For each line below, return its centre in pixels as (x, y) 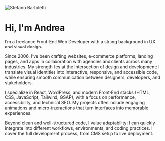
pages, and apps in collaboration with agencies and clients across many (79, 61)
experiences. (19, 113)
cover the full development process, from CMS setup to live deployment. (79, 133)
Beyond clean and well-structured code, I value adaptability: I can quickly (80, 123)
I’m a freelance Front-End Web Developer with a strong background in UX (80, 41)
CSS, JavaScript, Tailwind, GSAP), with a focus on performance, (71, 97)
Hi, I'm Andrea (35, 28)
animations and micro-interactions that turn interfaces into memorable (77, 108)
